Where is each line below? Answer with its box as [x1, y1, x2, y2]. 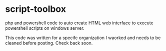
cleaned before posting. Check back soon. [5, 40, 93, 46]
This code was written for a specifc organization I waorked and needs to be [5, 35, 161, 41]
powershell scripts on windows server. [5, 25, 84, 31]
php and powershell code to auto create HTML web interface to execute [5, 20, 153, 26]
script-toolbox [5, 3, 66, 15]
